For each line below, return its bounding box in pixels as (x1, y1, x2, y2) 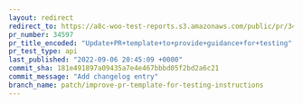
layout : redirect (8, 13, 74, 23)
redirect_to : (8, 22, 58, 31)
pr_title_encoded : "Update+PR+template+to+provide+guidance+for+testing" (8, 38, 293, 48)
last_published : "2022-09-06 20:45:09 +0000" (8, 55, 183, 64)
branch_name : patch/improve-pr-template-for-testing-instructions (8, 80, 264, 90)
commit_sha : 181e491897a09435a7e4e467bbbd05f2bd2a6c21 (8, 64, 220, 73)
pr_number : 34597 (8, 30, 74, 39)
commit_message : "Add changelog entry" (8, 72, 159, 81)
